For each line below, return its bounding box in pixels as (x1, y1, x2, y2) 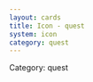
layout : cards (9, 12, 62, 22)
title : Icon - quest (9, 21, 86, 30)
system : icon (9, 29, 58, 38)
